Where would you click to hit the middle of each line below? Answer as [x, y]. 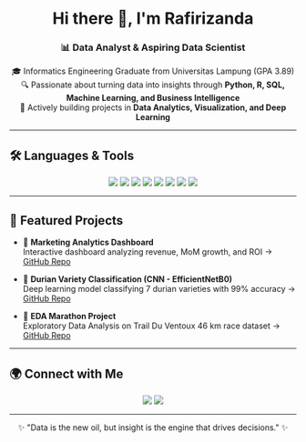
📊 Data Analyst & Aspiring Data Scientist [153, 47]
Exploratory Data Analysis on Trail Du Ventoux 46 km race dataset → [151, 326]
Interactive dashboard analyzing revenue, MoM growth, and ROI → [148, 252]
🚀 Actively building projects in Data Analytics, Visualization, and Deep [153, 107]
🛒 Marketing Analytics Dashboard [88, 242]
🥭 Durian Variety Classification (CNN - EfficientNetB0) [127, 279]
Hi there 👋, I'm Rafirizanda [153, 19]
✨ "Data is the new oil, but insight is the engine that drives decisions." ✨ [153, 427]
